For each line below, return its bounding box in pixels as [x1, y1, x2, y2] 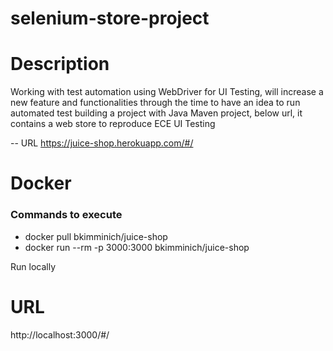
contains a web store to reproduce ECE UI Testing [10, 118, 216, 130]
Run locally [10, 260, 56, 272]
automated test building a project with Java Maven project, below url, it [10, 107, 303, 119]
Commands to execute [10, 208, 123, 222]
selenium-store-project [10, 7, 210, 30]
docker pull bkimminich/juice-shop [24, 230, 168, 242]
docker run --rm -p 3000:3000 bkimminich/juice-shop [24, 241, 250, 253]
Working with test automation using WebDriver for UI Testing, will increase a [10, 86, 324, 98]
